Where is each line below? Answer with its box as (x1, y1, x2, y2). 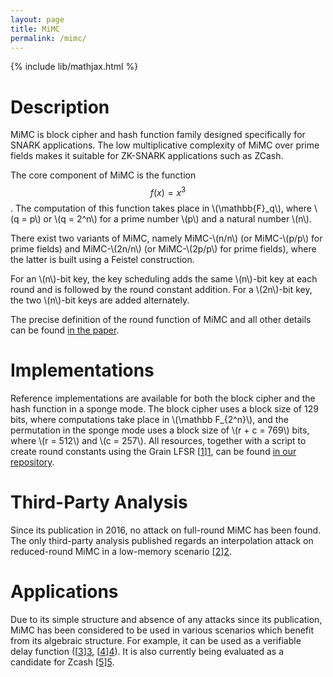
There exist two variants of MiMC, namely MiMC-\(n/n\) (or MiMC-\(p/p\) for (10, 232, 323, 244)
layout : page (10, 14, 65, 25)
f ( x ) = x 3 (149, 185, 187, 198)
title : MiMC (10, 24, 60, 34)
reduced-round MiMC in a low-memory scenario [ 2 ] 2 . (10, 545, 232, 557)
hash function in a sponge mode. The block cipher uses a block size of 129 (10, 402, 319, 415)
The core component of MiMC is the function (10, 169, 197, 181)
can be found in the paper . (10, 324, 120, 336)
